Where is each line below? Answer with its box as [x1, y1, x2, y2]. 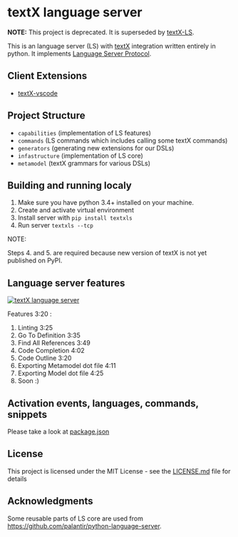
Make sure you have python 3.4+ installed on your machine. [17, 198, 195, 207]
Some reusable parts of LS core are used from [7, 514, 144, 523]
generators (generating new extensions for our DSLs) [17, 143, 175, 152]
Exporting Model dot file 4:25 [17, 369, 104, 378]
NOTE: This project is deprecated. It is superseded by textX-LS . [7, 28, 195, 36]
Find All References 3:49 [17, 339, 90, 347]
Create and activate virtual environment [17, 206, 134, 215]
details [7, 474, 27, 483]
